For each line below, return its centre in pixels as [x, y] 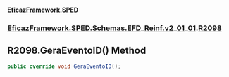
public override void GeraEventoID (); [64, 66]
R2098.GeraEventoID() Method [77, 50]
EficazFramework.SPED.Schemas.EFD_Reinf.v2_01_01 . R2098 [114, 28]
